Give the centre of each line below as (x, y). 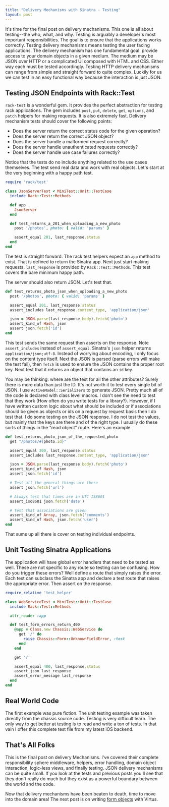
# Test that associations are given (48, 510)
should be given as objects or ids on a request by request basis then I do (81, 411)
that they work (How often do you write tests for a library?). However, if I (80, 400)
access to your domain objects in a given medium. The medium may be (79, 55)
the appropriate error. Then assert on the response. (59, 584)
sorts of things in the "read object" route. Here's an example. (69, 427)
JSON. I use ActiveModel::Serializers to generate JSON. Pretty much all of (84, 390)
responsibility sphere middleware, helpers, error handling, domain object (81, 763)
